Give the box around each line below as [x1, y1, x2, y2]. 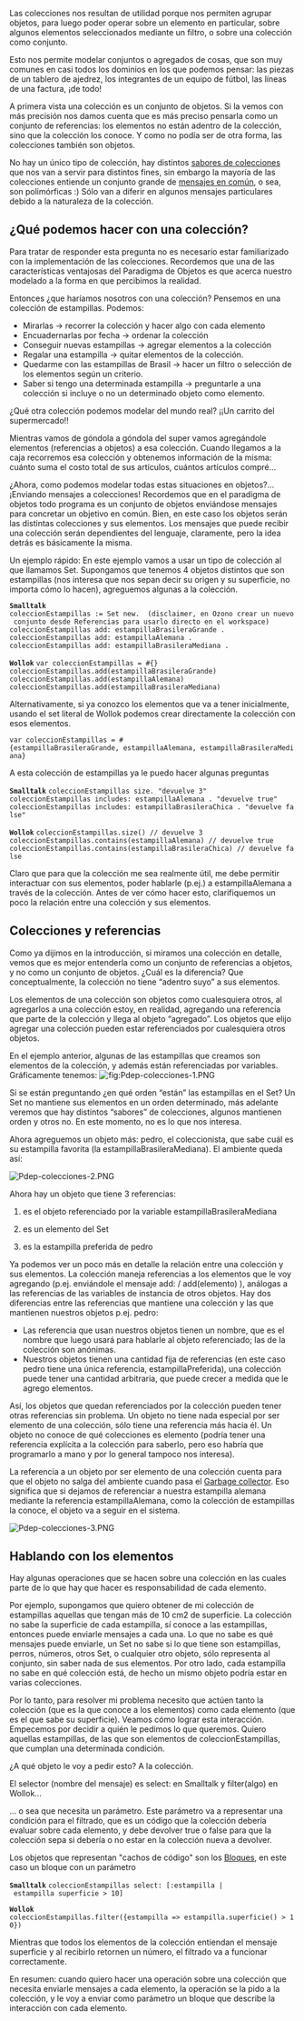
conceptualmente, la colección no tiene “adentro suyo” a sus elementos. [9, 976, 280, 987]
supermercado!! [9, 415, 70, 425]
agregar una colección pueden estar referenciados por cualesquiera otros [9, 1023, 286, 1034]
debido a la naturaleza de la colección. [9, 195, 154, 206]
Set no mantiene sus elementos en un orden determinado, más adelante [9, 1096, 279, 1107]
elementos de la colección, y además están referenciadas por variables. [9, 1059, 279, 1071]
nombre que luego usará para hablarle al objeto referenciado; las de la [22, 1334, 286, 1345]
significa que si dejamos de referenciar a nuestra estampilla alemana [9, 1486, 266, 1496]
